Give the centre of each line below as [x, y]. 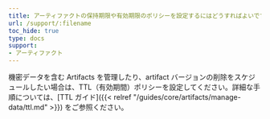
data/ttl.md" [28, 107]
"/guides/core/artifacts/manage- [187, 97]
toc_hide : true [34, 31]
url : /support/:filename [50, 23]
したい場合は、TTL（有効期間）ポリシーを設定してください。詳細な [141, 87]
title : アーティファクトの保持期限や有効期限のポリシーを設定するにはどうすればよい [131, 16]
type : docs [27, 38]
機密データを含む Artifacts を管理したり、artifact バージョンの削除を [121, 77]
